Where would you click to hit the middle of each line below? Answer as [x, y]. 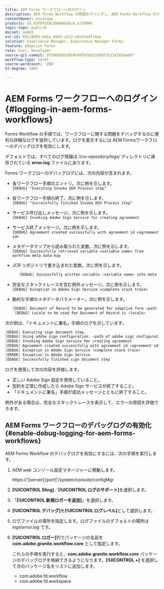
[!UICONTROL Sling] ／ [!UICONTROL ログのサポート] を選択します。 [80, 490]
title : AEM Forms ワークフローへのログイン [46, 10]
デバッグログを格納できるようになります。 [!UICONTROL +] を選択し [90, 560]
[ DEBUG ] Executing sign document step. [46, 332]
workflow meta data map [36, 255]
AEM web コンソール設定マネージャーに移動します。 [65, 470]
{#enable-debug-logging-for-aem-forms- [70, 433]
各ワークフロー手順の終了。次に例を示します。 [59, 198]
